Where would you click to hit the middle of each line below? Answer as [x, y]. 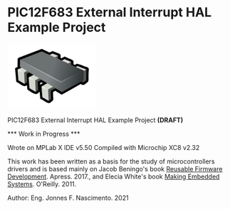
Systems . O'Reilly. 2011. [42, 184]
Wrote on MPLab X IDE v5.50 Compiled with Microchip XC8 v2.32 [104, 147]
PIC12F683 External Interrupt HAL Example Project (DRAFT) [95, 120]
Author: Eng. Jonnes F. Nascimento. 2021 [68, 198]
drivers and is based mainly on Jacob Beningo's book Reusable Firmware [115, 168]
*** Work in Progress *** [44, 134]
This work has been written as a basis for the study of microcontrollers [111, 161]
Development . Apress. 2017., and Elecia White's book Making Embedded [114, 176]
